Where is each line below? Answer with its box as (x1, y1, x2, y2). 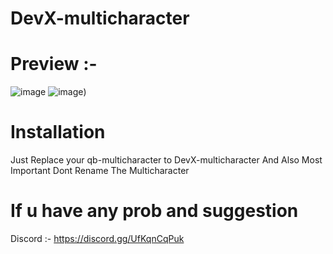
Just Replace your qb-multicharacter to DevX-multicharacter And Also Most (10, 154, 323, 166)
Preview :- (10, 53, 98, 76)
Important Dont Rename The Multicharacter (10, 165, 190, 177)
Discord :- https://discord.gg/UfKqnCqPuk (10, 233, 185, 244)
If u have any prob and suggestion (10, 200, 299, 222)
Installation (10, 121, 106, 144)
